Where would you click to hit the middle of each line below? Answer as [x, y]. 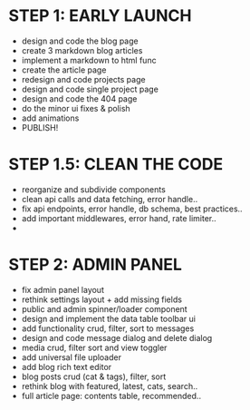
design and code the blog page [80, 41]
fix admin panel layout [63, 289]
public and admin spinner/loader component [104, 308]
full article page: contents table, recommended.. [111, 395]
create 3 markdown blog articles [82, 50]
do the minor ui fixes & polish [76, 108]
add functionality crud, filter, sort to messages [108, 328]
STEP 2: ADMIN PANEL [96, 265]
